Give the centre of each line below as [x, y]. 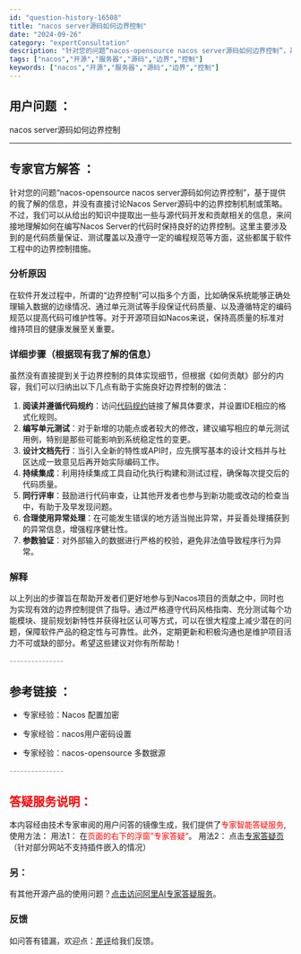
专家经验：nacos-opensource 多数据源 [94, 753]
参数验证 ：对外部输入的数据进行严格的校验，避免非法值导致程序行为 [148, 540]
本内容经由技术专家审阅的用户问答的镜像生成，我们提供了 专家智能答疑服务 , [148, 825]
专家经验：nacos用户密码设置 [77, 734]
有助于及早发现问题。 [77, 507]
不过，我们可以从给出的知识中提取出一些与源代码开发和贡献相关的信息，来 [146, 214]
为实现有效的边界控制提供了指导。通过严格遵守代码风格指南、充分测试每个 [146, 609]
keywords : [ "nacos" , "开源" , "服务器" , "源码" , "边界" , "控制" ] [114, 68]
